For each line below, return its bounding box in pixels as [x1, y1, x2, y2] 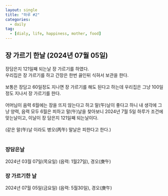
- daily [10, 21, 26, 27]
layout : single [5, 7, 38, 13]
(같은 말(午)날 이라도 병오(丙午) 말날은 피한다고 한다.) [5, 126, 111, 132]
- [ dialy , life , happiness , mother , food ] [10, 31, 101, 36]
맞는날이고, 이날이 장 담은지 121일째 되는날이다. [5, 115, 99, 121]
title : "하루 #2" [5, 12, 40, 17]
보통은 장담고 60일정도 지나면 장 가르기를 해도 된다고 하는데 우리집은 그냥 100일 [5, 83, 164, 90]
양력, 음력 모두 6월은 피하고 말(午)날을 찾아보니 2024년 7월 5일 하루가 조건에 [10, 108, 163, 115]
